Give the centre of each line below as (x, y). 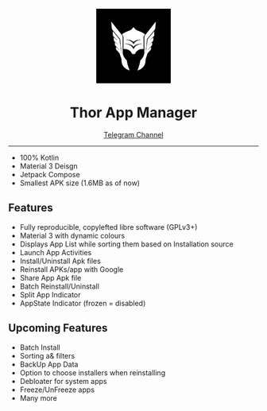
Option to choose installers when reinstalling (92, 372)
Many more (39, 397)
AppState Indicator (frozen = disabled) (83, 303)
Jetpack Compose (50, 174)
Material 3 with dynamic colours (72, 235)
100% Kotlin (39, 157)
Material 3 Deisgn (48, 166)
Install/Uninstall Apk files (60, 261)
